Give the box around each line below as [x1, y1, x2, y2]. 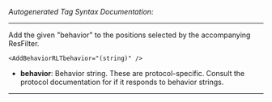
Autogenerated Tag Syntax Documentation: [8, 7, 154, 16]
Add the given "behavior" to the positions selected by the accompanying [8, 30, 251, 40]
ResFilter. [8, 39, 40, 48]
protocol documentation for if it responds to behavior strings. [19, 77, 224, 87]
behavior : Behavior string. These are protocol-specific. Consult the [19, 69, 245, 78]
